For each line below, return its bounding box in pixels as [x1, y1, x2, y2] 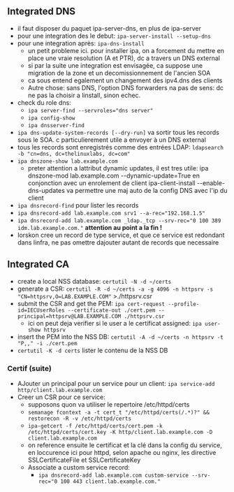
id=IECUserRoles [17, 307, 65, 314]
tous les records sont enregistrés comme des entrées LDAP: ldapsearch [17, 143, 224, 151]
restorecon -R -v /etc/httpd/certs [27, 415, 131, 422]
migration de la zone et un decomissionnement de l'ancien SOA [27, 68, 211, 77]
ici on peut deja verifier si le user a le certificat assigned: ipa [27, 319, 203, 327]
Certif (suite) [7, 363, 52, 373]
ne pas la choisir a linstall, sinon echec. [27, 91, 141, 99]
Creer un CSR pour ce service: [17, 393, 106, 401]
